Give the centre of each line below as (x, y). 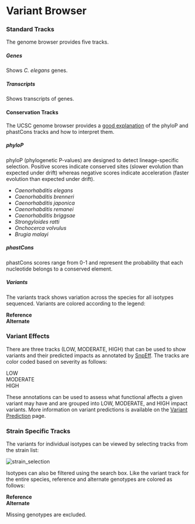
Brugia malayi (31, 234)
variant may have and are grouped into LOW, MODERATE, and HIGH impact (97, 403)
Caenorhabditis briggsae (45, 215)
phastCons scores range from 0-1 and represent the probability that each (95, 262)
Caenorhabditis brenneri (44, 196)
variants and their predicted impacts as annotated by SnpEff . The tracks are (97, 355)
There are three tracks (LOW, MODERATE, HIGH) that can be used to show (96, 349)
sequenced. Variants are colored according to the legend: (76, 303)
